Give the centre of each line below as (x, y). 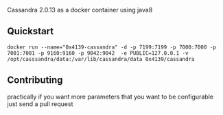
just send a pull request (40, 104)
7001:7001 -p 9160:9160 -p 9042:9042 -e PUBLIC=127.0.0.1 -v (98, 53)
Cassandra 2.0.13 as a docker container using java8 (80, 10)
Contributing (35, 80)
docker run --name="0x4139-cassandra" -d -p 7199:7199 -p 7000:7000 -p (111, 47)
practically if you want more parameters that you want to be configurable (110, 97)
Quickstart (31, 31)
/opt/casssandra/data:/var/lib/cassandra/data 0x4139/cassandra (101, 59)
